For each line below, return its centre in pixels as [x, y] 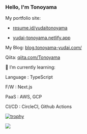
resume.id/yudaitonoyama [40, 28]
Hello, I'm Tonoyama [31, 7]
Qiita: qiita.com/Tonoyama [33, 57]
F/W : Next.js [19, 87]
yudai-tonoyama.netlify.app [41, 38]
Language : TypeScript [29, 77]
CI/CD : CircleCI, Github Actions [39, 107]
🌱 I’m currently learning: [31, 68]
